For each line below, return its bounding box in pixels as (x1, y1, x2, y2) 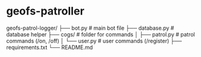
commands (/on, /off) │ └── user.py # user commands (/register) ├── (6, 37, 182, 44)
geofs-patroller (6, 4, 85, 18)
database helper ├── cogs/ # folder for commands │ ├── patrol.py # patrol (6, 30, 195, 38)
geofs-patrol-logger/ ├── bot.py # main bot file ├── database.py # (6, 24, 174, 32)
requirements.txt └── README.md (6, 44, 94, 51)
